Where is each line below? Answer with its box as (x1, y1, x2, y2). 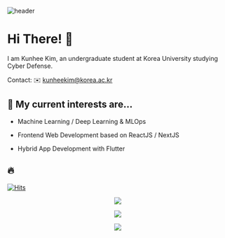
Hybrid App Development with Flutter (17, 144, 125, 153)
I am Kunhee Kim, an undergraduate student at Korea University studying (7, 54, 219, 62)
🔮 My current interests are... (7, 99, 133, 111)
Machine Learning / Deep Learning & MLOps (17, 117, 146, 125)
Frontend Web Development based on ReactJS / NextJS (17, 130, 180, 139)
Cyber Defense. (7, 62, 53, 70)
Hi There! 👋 (7, 31, 74, 47)
